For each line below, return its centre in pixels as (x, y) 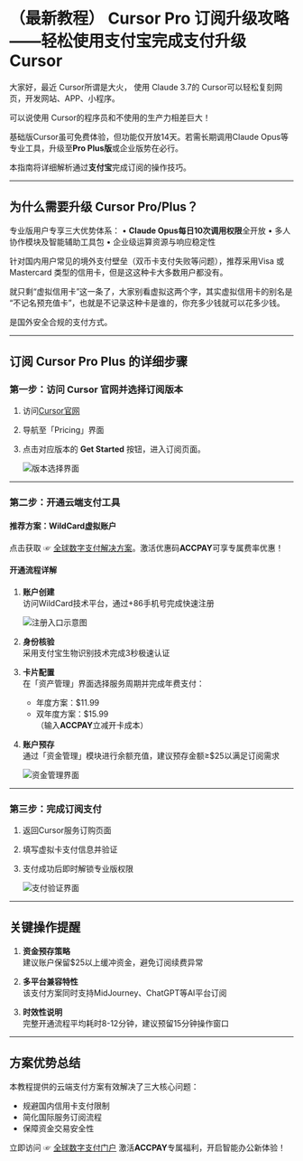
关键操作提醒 (45, 927)
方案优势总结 (45, 1063)
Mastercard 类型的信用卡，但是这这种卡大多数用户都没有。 (119, 272)
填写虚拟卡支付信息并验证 (70, 849)
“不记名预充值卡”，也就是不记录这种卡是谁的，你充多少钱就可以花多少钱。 (147, 303)
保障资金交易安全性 (58, 1128)
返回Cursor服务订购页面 (67, 830)
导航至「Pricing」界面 (63, 430)
